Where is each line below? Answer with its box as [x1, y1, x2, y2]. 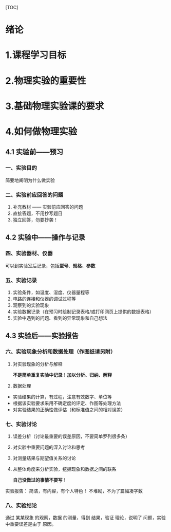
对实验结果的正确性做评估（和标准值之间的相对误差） [12, 406, 126, 413]
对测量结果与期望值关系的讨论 [12, 455, 76, 461]
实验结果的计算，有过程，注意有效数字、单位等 [12, 393, 112, 400]
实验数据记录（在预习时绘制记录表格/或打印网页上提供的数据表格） [12, 308, 154, 315]
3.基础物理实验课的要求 [5, 100, 104, 112]
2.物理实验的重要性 [5, 75, 86, 86]
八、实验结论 [5, 502, 37, 509]
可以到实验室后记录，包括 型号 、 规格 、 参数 [5, 262, 96, 269]
